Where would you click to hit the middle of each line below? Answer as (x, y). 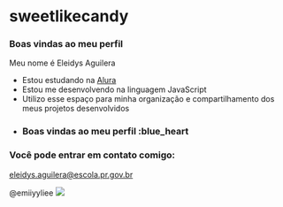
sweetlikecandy (69, 16)
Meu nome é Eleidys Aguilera (62, 63)
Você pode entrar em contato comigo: (92, 155)
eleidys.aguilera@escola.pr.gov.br (71, 174)
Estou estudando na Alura (69, 80)
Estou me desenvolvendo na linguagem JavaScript (114, 89)
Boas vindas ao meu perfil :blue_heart (105, 132)
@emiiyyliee (31, 193)
